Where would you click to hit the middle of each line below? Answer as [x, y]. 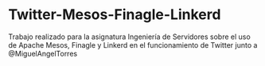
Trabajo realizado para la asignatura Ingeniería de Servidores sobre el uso [129, 37]
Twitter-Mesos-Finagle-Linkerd [115, 15]
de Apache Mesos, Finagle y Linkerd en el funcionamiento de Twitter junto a [133, 45]
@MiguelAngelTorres [43, 53]
